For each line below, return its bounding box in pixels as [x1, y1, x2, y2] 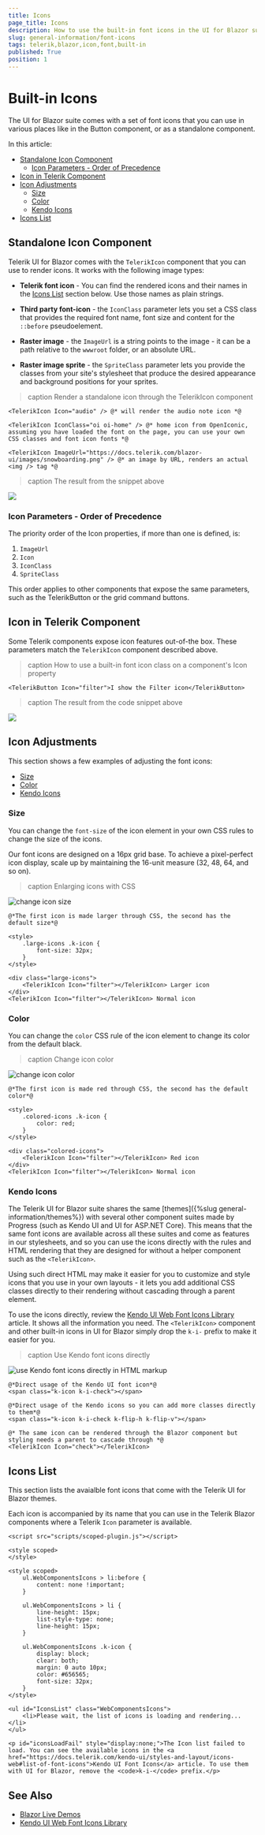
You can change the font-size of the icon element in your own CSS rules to [8, 826, 254, 835]
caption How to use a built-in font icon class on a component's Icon [27, 660, 248, 669]
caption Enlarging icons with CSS [27, 881, 136, 891]
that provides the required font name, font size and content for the [19, 312, 235, 322]
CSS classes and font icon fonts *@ [8, 435, 129, 442]
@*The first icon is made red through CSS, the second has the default [8, 1085, 248, 1093]
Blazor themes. [8, 1494, 58, 1503]
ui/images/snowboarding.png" [8, 455, 104, 464]
